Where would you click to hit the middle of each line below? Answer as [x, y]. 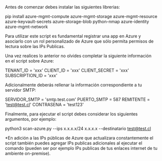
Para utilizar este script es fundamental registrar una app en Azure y [73, 36]
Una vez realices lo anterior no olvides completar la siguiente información [78, 56]
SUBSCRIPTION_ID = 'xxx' [31, 75]
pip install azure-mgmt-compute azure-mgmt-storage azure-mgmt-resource [81, 16]
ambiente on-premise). [28, 153]
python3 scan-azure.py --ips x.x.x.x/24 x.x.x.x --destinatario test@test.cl [78, 129]
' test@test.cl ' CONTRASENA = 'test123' [44, 105]
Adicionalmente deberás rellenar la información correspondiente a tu [74, 85]
